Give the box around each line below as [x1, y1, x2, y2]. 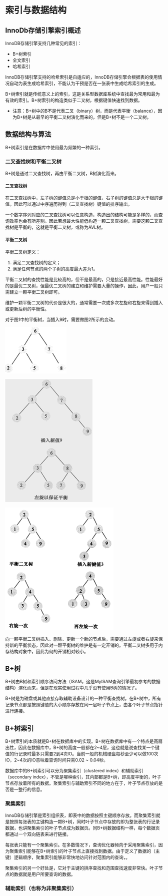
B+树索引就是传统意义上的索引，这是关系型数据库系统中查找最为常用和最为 [5, 91, 160, 97]
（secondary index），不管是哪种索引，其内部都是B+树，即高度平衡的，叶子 [5, 774, 161, 780]
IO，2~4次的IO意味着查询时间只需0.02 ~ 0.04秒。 [5, 757, 108, 763]
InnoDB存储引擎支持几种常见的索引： [5, 41, 81, 46]
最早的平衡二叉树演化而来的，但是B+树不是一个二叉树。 [35, 114, 151, 120]
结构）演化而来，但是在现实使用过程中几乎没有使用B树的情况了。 [5, 685, 140, 691]
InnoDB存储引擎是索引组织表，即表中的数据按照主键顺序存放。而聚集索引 [5, 812, 156, 818]
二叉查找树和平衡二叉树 [5, 158, 61, 165]
